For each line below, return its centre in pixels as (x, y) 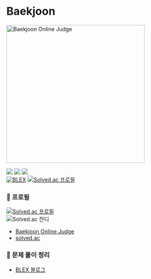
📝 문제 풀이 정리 (28, 255)
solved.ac (28, 238)
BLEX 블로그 (30, 269)
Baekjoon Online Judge (45, 232)
